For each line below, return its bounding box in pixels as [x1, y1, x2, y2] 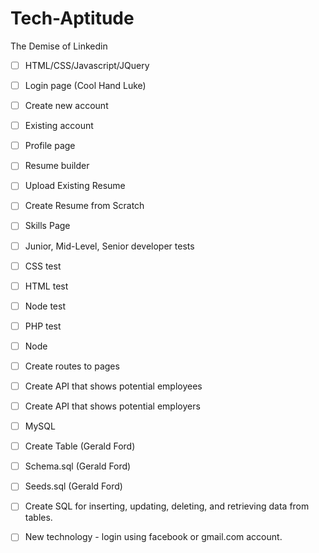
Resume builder [24, 160, 90, 172]
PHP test [24, 320, 62, 332]
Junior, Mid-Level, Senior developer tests [24, 240, 195, 252]
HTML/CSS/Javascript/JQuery [24, 59, 150, 71]
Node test [24, 300, 66, 312]
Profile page [24, 140, 76, 152]
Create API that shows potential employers [24, 400, 201, 412]
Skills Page [24, 220, 71, 232]
